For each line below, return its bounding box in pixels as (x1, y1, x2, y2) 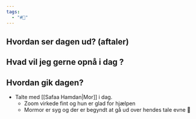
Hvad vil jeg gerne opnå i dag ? (6, 57, 124, 67)
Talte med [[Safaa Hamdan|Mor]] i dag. (14, 94, 113, 101)
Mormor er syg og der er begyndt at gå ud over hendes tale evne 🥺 (24, 106, 191, 114)
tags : (6, 8, 20, 15)
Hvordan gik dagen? (6, 78, 84, 88)
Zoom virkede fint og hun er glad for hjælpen (24, 100, 136, 107)
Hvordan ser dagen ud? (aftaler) (6, 37, 129, 47)
